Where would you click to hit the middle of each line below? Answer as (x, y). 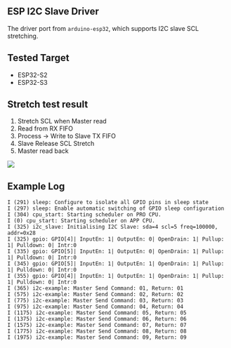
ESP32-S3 (32, 82)
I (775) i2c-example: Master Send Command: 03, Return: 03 (95, 301)
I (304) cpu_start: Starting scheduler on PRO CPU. (84, 215)
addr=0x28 (22, 233)
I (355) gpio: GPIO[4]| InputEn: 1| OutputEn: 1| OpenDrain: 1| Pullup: (116, 276)
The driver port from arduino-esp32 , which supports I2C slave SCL (103, 28)
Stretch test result (48, 105)
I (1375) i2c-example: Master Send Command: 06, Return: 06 (97, 319)
